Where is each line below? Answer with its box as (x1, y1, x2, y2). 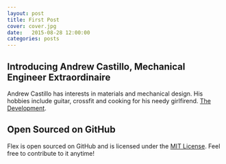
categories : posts (7, 36, 60, 42)
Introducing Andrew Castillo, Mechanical (7, 61, 186, 72)
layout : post (7, 10, 45, 17)
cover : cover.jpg (7, 23, 57, 29)
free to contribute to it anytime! (7, 149, 95, 157)
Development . (7, 104, 47, 112)
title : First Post (7, 16, 60, 23)
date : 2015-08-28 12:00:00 (7, 29, 90, 36)
